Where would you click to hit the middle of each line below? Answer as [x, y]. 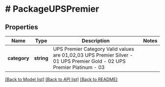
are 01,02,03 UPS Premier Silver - [93, 55]
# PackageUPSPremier [52, 9]
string [41, 58]
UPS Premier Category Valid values [94, 49]
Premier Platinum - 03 [79, 67]
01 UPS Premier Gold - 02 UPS [90, 61]
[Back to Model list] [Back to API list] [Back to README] [61, 79]
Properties [22, 27]
